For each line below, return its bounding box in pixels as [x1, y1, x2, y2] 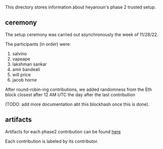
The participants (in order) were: [5, 41, 71, 47]
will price [12, 72, 31, 77]
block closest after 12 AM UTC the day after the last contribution [5, 91, 135, 98]
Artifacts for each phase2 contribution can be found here [5, 128, 121, 135]
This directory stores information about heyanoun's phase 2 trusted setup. [5, 4, 156, 10]
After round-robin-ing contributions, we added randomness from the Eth [5, 86, 152, 92]
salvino [12, 50, 27, 56]
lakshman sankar [12, 61, 47, 67]
